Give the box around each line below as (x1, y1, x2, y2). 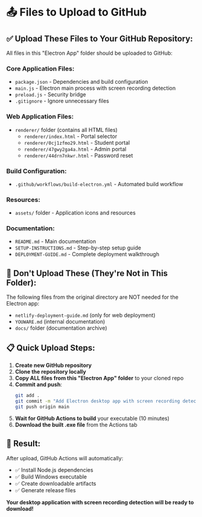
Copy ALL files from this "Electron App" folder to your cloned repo (14, 375, 184, 382)
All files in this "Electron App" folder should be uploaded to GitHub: (6, 49, 173, 57)
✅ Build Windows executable (14, 473, 87, 480)
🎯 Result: (6, 439, 41, 449)
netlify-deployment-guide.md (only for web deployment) (14, 312, 156, 319)
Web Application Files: (6, 113, 74, 121)
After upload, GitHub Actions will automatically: (6, 454, 124, 462)
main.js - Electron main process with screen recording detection (14, 84, 176, 92)
